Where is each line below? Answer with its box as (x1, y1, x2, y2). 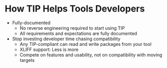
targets (19, 57, 35, 63)
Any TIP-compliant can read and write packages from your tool (19, 41, 152, 47)
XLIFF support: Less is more (19, 46, 79, 52)
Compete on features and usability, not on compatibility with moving (19, 51, 163, 58)
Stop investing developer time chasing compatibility (12, 36, 121, 42)
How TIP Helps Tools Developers (5, 3, 145, 15)
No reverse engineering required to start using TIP (19, 25, 125, 31)
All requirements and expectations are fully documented (19, 30, 138, 36)
